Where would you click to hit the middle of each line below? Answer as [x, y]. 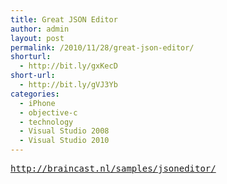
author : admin [40, 29]
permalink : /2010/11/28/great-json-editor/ [102, 47]
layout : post [37, 38]
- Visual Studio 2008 [64, 131]
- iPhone [37, 103]
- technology [46, 122]
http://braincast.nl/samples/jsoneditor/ [113, 168]
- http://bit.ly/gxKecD [68, 66]
